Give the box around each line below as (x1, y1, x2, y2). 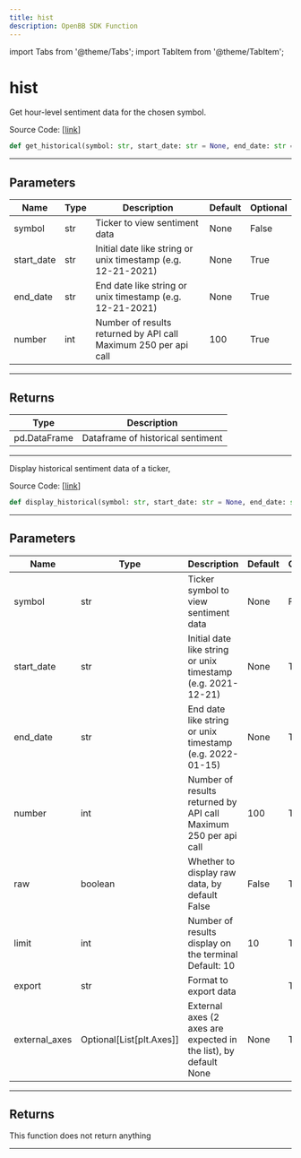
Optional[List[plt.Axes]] (80, 1033, 179, 1045)
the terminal (187, 947, 238, 960)
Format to (187, 973, 228, 986)
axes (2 (187, 1010, 219, 1023)
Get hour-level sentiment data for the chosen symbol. (9, 107, 207, 117)
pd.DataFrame (13, 431, 74, 444)
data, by (187, 877, 222, 890)
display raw (187, 866, 236, 878)
